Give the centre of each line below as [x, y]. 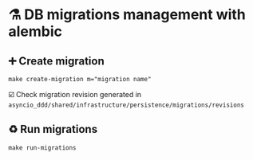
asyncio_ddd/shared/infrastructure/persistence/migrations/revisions [126, 105]
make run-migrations [43, 148]
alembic [35, 31]
